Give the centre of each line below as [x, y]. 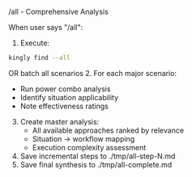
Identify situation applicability [69, 97]
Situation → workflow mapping [83, 139]
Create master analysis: [60, 121]
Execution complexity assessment [89, 147]
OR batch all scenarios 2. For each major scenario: [92, 73]
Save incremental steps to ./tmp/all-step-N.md [98, 156]
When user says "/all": [46, 27]
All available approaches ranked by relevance [108, 130]
